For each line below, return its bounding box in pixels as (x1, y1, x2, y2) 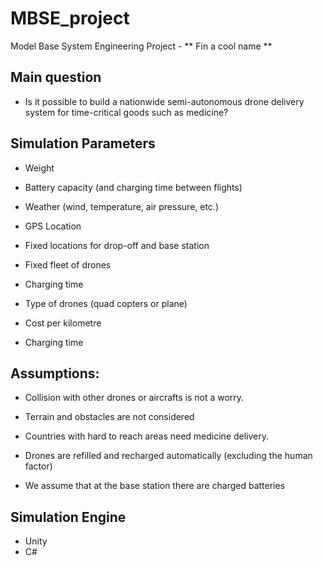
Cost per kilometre (24, 317, 102, 329)
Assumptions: (10, 365, 100, 382)
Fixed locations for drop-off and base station (24, 239, 210, 251)
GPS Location (24, 220, 82, 232)
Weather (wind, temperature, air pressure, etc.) (24, 200, 220, 212)
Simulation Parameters (10, 135, 156, 152)
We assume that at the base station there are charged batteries (24, 480, 286, 492)
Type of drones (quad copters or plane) (24, 297, 188, 309)
